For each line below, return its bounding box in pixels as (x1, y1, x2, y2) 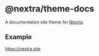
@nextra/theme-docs (5, 3, 95, 14)
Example (5, 33, 32, 41)
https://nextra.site (5, 45, 41, 51)
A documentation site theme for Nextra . (5, 19, 84, 25)
